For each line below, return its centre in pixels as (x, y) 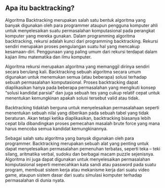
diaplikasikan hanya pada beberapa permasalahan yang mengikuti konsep (81, 87)
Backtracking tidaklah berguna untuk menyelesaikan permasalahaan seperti (82, 107)
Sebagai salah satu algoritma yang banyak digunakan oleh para (70, 138)
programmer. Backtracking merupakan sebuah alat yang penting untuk (77, 143)
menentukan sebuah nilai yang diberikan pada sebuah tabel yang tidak (77, 113)
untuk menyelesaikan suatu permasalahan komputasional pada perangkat (80, 30)
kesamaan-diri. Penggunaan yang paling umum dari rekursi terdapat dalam (81, 51)
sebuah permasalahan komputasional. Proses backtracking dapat (72, 82)
